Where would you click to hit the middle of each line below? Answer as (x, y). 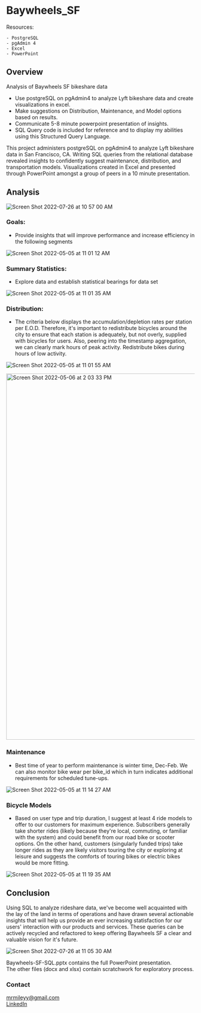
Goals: (16, 222)
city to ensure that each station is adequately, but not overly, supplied (101, 335)
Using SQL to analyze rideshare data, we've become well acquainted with (97, 908)
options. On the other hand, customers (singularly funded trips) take (99, 844)
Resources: (20, 27)
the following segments (44, 241)
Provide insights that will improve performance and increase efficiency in (105, 235)
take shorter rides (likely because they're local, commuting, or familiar (101, 831)
